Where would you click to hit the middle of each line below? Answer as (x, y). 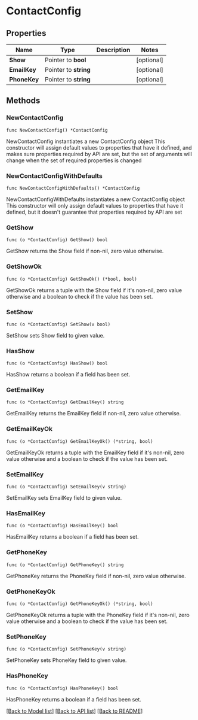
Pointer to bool (65, 60)
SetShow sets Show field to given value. (55, 335)
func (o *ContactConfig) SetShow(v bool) (58, 324)
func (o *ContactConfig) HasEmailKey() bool (62, 526)
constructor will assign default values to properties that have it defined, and (99, 147)
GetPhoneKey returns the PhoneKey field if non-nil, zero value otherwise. (96, 576)
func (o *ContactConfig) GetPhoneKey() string (65, 565)
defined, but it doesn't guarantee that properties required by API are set (94, 212)
